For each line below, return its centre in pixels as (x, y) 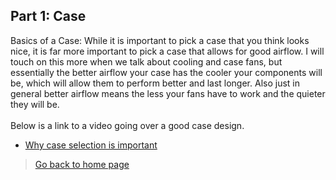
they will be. (35, 104)
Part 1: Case (48, 16)
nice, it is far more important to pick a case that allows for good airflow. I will (167, 51)
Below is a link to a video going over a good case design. (127, 125)
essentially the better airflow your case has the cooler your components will (166, 72)
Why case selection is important (91, 145)
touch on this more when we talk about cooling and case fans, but (146, 61)
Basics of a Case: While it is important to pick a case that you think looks (160, 40)
